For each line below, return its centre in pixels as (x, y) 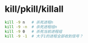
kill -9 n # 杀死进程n (29, 22)
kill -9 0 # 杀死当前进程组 (33, 31)
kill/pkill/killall (34, 9)
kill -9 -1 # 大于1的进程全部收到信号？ (44, 36)
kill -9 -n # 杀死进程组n (31, 27)
